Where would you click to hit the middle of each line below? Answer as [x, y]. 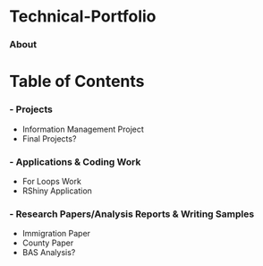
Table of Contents [77, 82]
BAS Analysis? [49, 253]
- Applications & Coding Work [75, 161]
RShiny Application [57, 191]
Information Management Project [83, 129]
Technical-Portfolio [83, 17]
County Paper [48, 243]
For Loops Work [52, 181]
